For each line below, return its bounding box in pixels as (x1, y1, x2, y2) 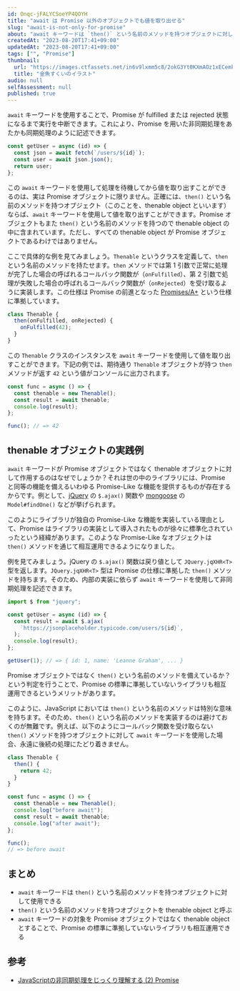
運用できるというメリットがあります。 (7, 688, 120, 697)
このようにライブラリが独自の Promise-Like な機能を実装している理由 (7, 515, 213, 523)
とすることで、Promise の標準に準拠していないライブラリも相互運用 (17, 924, 219, 932)
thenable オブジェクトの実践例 (7, 444, 144, 456)
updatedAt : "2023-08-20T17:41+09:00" (7, 44, 120, 51)
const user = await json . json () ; (14, 156, 114, 163)
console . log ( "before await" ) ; (14, 807, 104, 814)
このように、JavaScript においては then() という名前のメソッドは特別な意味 (7, 704, 232, 713)
